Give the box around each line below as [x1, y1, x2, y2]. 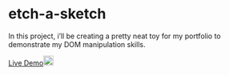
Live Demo [8, 57, 44, 68]
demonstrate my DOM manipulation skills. [8, 39, 146, 49]
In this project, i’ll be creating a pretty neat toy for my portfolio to [8, 31, 222, 41]
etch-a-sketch [8, 5, 106, 23]
